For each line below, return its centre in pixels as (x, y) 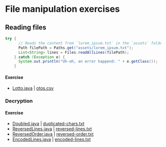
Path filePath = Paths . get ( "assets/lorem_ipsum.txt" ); (76, 48)
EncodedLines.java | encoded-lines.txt (51, 140)
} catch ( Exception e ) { (40, 57)
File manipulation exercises (62, 9)
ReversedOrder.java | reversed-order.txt (53, 134)
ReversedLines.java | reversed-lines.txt (52, 129)
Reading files (26, 27)
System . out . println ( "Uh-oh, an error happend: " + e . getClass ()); (88, 62)
